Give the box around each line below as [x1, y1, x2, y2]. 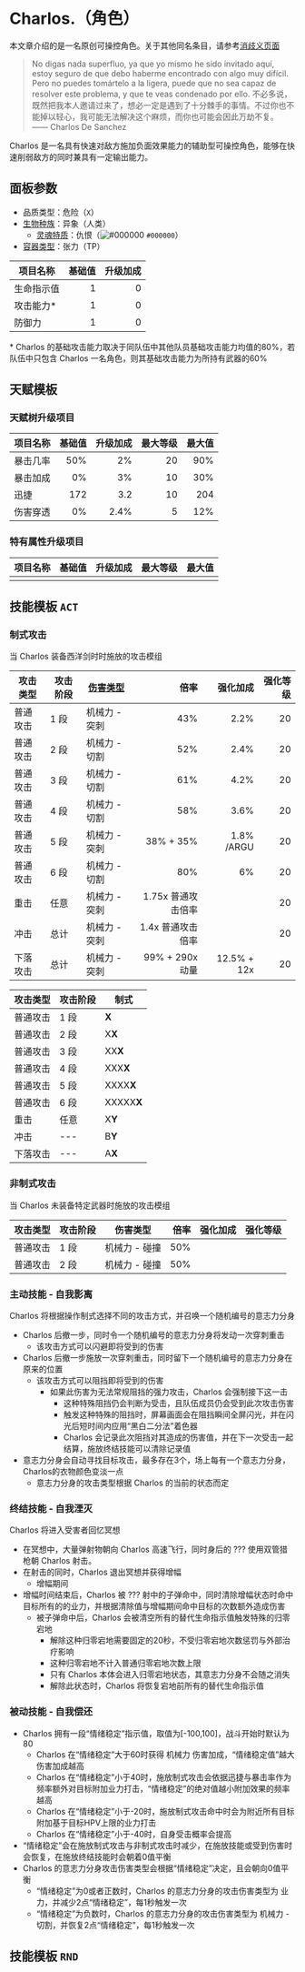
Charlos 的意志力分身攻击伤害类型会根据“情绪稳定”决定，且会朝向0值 [22, 1862, 281, 1874]
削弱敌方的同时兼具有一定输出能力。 [16, 151, 152, 162]
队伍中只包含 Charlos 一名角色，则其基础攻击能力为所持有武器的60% [9, 352, 268, 364]
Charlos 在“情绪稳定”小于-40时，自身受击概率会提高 [35, 1828, 232, 1839]
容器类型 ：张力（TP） [22, 240, 105, 251]
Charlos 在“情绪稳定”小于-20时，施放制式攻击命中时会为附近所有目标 [35, 1806, 295, 1816]
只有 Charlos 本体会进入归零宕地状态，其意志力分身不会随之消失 [49, 1669, 290, 1680]
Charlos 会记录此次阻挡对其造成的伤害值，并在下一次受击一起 [63, 1432, 294, 1443]
